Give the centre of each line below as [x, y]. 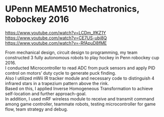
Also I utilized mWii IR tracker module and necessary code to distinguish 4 [80, 78]
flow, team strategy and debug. [36, 109]
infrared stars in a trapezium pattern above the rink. [57, 83]
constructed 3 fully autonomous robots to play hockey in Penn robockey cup [82, 57]
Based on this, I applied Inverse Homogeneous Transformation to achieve [79, 88]
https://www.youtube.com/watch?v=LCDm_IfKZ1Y [56, 33]
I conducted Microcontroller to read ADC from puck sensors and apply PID [80, 68]
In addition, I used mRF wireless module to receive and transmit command [80, 99]
